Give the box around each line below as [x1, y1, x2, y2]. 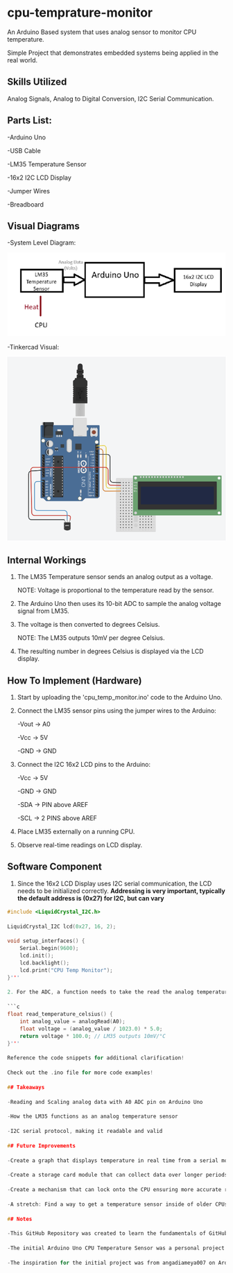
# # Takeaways [7, 1084, 45, 1091]
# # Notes [7, 1215, 33, 1222]
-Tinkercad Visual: [7, 343, 60, 352]
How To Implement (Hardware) [7, 675, 142, 686]
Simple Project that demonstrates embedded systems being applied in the [7, 49, 218, 57]
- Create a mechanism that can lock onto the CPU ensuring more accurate [7, 1186, 222, 1193]
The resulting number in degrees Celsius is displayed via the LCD [17, 647, 204, 656]
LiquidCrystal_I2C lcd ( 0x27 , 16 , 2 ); [7, 923, 116, 930]
